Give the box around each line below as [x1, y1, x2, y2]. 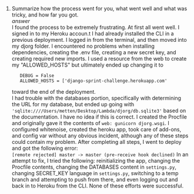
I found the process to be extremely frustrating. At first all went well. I [11, 24, 180, 31]
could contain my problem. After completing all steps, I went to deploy [11, 139, 182, 145]
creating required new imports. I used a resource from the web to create [11, 55, 187, 62]
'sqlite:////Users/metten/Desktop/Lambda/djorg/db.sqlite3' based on [11, 107, 186, 114]
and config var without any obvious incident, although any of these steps [11, 132, 189, 139]
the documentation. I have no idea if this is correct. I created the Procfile [11, 113, 187, 120]
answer [11, 18, 31, 24]
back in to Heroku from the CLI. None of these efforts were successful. [11, 182, 184, 189]
